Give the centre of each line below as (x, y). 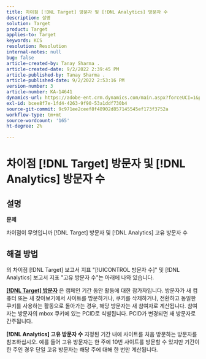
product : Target (27, 29)
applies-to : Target (31, 35)
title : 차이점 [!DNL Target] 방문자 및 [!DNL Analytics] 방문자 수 (87, 12)
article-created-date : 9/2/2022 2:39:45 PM (63, 69)
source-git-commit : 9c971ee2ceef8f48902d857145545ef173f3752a (87, 109)
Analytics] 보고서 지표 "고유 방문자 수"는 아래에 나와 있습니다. (80, 277)
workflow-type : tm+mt (34, 115)
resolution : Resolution (37, 47)
